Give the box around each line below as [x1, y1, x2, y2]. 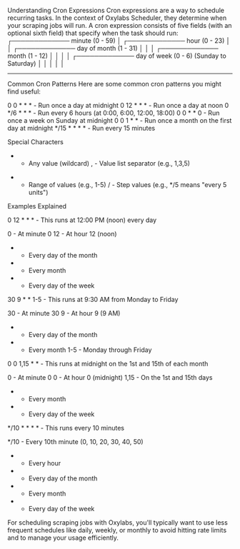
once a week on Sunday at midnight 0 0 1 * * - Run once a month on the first [7, 116, 232, 124]
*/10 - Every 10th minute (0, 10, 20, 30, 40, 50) [7, 438, 144, 445]
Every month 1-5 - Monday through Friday [28, 346, 152, 354]
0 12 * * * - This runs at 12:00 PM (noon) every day [7, 216, 157, 224]
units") [28, 188, 49, 196]
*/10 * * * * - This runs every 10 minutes [7, 424, 125, 432]
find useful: [7, 87, 41, 96]
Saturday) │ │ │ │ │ [7, 59, 65, 67]
